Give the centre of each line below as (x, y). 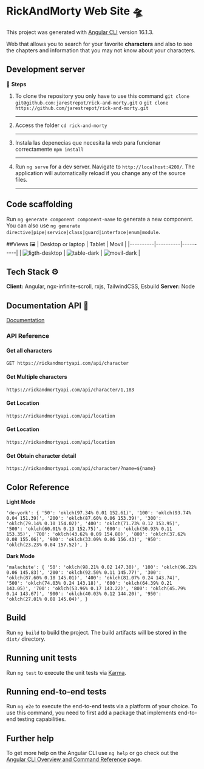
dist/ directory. (26, 639)
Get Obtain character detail (41, 455)
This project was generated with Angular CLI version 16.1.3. (80, 32)
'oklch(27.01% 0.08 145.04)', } (47, 599)
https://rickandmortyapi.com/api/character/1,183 (70, 390)
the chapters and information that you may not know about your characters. (101, 50)
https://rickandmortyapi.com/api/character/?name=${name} (81, 469)
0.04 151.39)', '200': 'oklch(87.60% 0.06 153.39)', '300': (84, 518)
